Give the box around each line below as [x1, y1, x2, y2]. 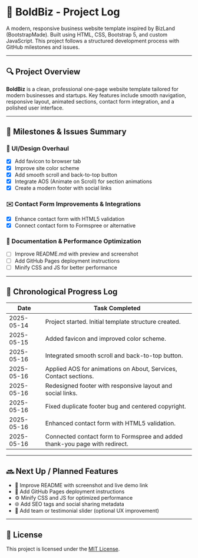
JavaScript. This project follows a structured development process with [6, 37, 180, 44]
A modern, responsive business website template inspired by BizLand [6, 25, 176, 32]
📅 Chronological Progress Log [6, 287, 118, 297]
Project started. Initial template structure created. [45, 318, 181, 326]
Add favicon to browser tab [14, 158, 81, 165]
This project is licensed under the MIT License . [6, 546, 120, 553]
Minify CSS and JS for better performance [14, 264, 118, 271]
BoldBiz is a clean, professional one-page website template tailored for [6, 85, 179, 92]
